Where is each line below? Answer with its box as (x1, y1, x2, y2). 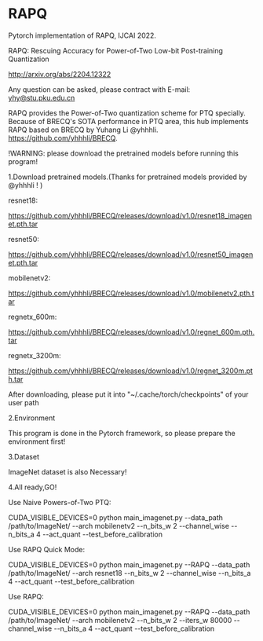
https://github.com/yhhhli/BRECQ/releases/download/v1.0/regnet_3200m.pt (8, 366, 254, 375)
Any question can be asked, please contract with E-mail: (8, 84, 191, 94)
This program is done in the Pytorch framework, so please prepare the (8, 428, 236, 438)
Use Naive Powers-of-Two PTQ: (8, 497, 111, 507)
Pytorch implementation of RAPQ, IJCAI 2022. (8, 31, 157, 40)
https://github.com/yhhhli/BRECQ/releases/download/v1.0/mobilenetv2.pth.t (8, 288, 255, 298)
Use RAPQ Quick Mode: (8, 544, 85, 554)
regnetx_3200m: (8, 350, 61, 360)
